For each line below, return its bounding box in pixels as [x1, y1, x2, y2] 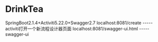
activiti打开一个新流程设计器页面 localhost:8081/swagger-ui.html [5, 26, 138, 32]
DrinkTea [5, 3, 44, 15]
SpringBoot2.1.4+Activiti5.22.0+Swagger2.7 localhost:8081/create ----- [5, 20, 153, 26]
